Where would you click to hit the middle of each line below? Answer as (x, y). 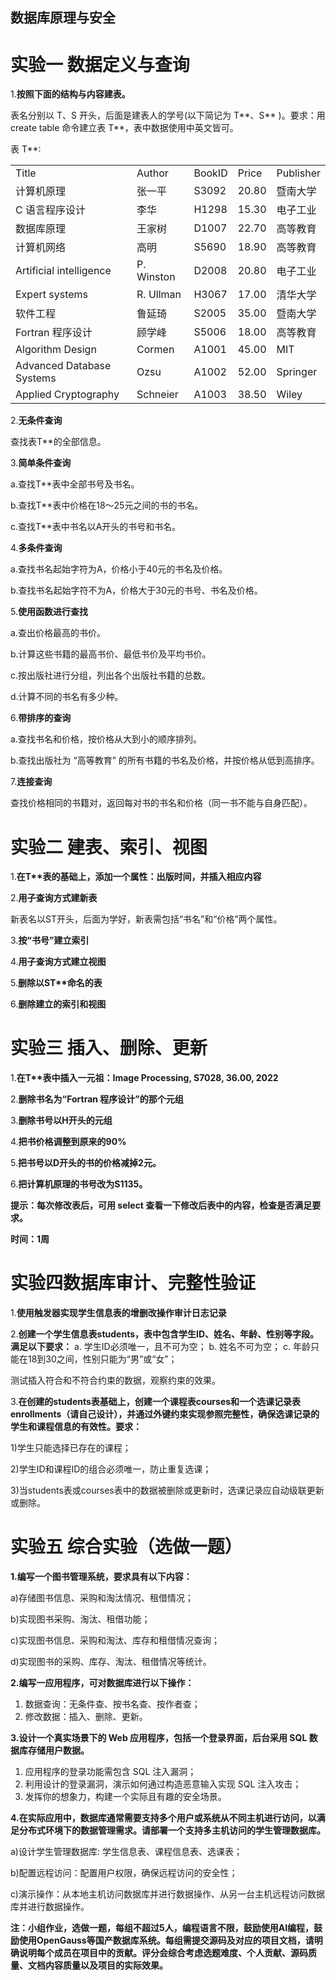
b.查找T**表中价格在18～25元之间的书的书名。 (107, 505)
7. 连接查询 (31, 782)
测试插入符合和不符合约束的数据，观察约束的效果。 (115, 1380)
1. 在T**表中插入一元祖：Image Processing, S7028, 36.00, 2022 (144, 1078)
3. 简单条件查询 (41, 463)
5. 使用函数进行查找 (49, 612)
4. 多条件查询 (36, 548)
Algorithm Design (56, 350)
